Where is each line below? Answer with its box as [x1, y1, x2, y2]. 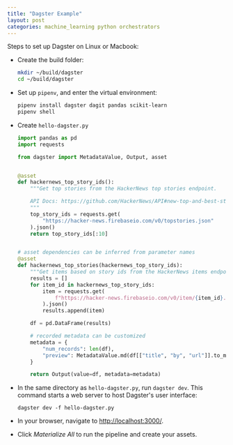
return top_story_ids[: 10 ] [30, 230, 109, 237]
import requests [17, 141, 65, 148]
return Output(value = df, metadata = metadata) [30, 371, 161, 378]
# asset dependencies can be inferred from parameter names [17, 249, 195, 256]
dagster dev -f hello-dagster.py [17, 405, 115, 412]
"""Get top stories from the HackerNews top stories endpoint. [30, 186, 217, 193]
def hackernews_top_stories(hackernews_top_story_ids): [17, 262, 183, 269]
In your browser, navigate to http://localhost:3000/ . [17, 416, 163, 425]
